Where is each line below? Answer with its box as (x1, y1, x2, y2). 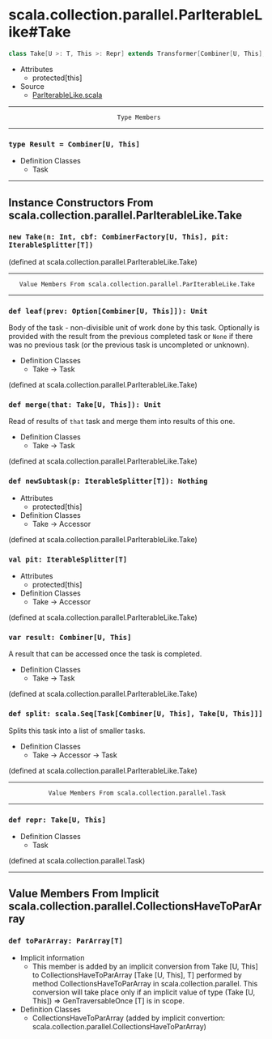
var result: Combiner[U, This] (8, 633, 132, 642)
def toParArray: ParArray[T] (8, 936, 124, 946)
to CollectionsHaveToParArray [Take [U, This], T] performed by (32, 969, 243, 980)
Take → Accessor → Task (32, 750, 117, 760)
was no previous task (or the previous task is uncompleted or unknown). (8, 340, 249, 350)
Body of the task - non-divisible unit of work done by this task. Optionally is (8, 323, 261, 333)
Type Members (117, 113, 161, 121)
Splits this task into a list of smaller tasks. (8, 726, 146, 736)
